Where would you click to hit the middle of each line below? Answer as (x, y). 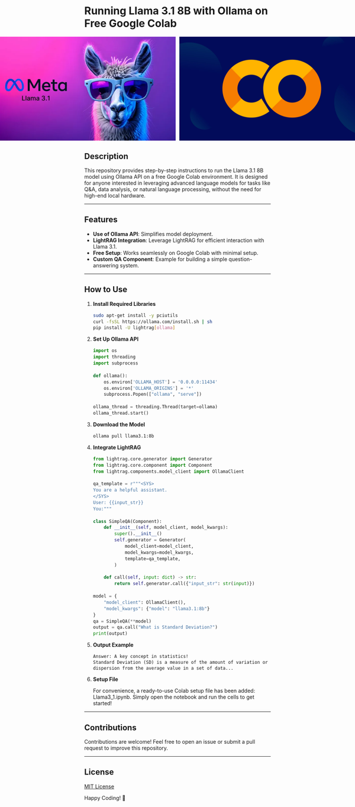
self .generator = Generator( (150, 540)
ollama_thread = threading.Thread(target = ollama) (155, 407)
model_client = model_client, (159, 546)
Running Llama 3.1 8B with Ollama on (176, 11)
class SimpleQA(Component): (127, 521)
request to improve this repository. (126, 748)
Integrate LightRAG (117, 447)
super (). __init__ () (138, 534)
